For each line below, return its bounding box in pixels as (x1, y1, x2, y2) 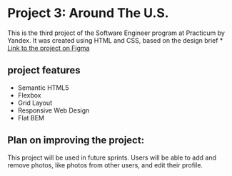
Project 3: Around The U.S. (7, 5, 169, 21)
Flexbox (17, 90, 41, 99)
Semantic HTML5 (17, 83, 69, 92)
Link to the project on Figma (7, 43, 90, 52)
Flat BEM (17, 113, 45, 122)
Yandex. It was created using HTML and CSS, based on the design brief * (7, 36, 223, 44)
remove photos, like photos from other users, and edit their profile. (7, 160, 203, 169)
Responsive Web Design (17, 105, 90, 115)
